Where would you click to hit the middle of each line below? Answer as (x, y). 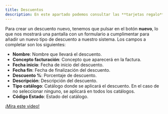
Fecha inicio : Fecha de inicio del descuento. (58, 65)
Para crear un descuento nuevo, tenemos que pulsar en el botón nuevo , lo (82, 28)
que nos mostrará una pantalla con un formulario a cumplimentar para (77, 34)
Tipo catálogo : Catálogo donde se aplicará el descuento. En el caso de (85, 86)
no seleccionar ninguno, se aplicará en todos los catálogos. (74, 91)
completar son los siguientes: (35, 44)
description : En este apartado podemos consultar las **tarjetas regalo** (85, 14)
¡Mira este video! (22, 106)
